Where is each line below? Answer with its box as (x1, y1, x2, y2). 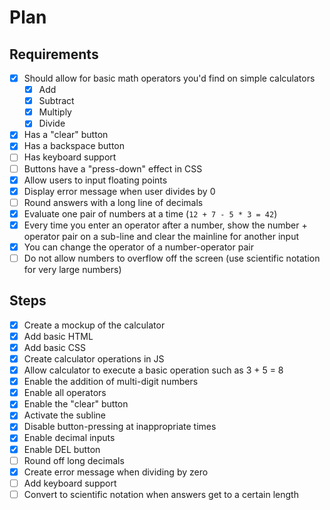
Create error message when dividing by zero (23, 466, 209, 478)
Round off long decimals (23, 454, 125, 466)
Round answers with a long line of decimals (23, 196, 204, 208)
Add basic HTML (23, 330, 94, 342)
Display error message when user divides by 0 (23, 185, 216, 197)
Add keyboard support (23, 477, 117, 489)
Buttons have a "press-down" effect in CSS (23, 162, 203, 175)
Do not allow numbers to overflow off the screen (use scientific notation (23, 252, 321, 264)
